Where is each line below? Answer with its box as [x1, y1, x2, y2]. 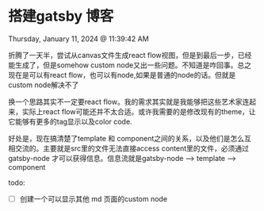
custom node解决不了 [8, 80, 79, 90]
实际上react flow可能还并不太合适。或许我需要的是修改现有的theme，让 [21, 106, 256, 116]
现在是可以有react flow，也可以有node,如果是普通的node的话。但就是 [8, 70, 236, 79]
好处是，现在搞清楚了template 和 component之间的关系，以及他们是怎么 [8, 133, 245, 143]
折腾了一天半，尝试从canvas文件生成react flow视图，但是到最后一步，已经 [8, 50, 252, 59]
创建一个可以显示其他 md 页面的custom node [19, 194, 168, 203]
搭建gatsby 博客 [8, 7, 114, 25]
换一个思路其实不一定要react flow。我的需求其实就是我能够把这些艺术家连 [8, 97, 250, 106]
